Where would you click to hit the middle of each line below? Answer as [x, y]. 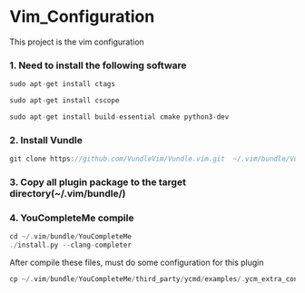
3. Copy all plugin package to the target [98, 181]
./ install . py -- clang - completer [70, 245]
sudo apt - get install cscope [64, 101]
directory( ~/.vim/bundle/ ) [68, 193]
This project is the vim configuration [77, 42]
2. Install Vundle [46, 140]
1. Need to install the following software [98, 65]
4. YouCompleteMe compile [72, 218]
